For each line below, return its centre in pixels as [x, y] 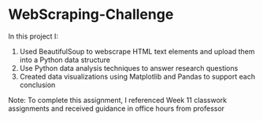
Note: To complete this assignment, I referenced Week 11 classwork [117, 100]
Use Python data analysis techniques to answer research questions [129, 68]
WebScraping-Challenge [91, 15]
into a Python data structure [65, 60]
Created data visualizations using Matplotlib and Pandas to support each [137, 76]
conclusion [37, 85]
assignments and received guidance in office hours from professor [117, 108]
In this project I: [33, 36]
